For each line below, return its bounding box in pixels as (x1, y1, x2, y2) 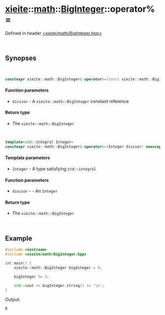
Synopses (5, 54, 37, 63)
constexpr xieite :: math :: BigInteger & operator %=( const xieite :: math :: (5, 76, 153, 82)
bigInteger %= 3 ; (14, 274, 50, 279)
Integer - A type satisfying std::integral (12, 166, 97, 172)
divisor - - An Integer (12, 188, 58, 194)
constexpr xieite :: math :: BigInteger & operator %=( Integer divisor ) (5, 144, 144, 149)
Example (5, 234, 32, 243)
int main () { (5, 260, 32, 266)
